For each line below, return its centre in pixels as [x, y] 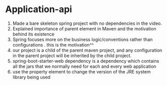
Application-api [39, 9]
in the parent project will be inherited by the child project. [72, 55]
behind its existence [33, 34]
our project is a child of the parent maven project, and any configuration [87, 50]
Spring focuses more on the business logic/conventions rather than [82, 39]
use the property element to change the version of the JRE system [81, 71]
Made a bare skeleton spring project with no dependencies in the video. [87, 23]
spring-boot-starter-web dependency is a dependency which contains [86, 61]
